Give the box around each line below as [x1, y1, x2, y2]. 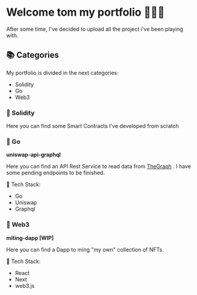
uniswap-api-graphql [6, 151, 61, 159]
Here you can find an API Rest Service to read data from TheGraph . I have [6, 163, 192, 170]
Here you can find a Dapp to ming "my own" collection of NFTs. [6, 246, 164, 253]
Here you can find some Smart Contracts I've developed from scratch [6, 122, 180, 130]
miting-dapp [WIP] [6, 234, 54, 241]
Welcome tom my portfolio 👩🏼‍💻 [6, 5, 165, 19]
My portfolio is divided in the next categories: [6, 69, 119, 76]
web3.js [14, 282, 35, 289]
